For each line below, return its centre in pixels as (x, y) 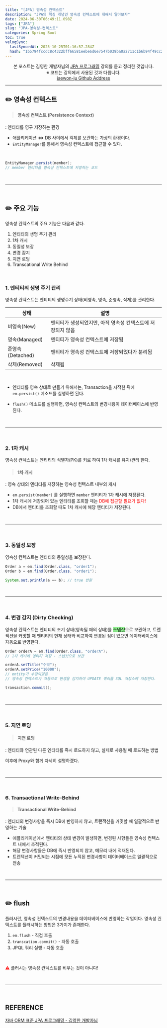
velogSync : (16, 42)
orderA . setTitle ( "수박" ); (31, 665)
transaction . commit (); (29, 687)
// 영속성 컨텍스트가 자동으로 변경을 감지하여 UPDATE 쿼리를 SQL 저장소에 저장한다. (81, 679)
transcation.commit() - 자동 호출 (45, 941)
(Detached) (21, 355)
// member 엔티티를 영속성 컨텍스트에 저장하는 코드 (51, 168)
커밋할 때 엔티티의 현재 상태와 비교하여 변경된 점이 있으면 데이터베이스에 (88, 636)
